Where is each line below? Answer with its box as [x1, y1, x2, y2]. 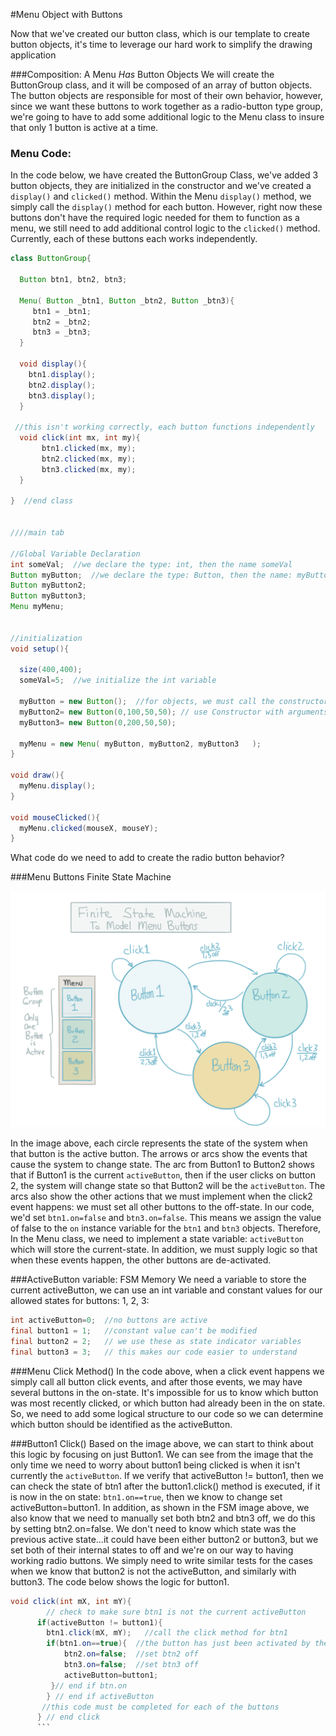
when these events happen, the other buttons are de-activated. [10, 1254, 272, 1266]
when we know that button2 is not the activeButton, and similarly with [10, 1565, 297, 1577]
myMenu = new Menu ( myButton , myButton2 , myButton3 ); [19, 739, 262, 749]
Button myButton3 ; [10, 591, 87, 601]
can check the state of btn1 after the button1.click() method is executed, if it [10, 1480, 321, 1492]
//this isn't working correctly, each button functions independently [14, 422, 315, 433]
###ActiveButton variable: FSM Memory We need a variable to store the [10, 1274, 307, 1286]
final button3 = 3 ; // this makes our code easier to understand [10, 1347, 298, 1357]
